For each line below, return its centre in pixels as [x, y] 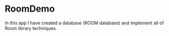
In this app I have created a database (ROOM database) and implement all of [84, 23]
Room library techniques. [31, 28]
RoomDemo [30, 9]
